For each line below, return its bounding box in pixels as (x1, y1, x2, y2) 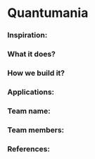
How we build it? (7, 68, 65, 78)
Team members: (7, 125, 65, 135)
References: (7, 143, 51, 153)
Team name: (7, 106, 51, 116)
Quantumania (7, 5, 89, 21)
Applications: (7, 87, 55, 97)
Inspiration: (7, 30, 48, 40)
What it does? (7, 49, 56, 59)
